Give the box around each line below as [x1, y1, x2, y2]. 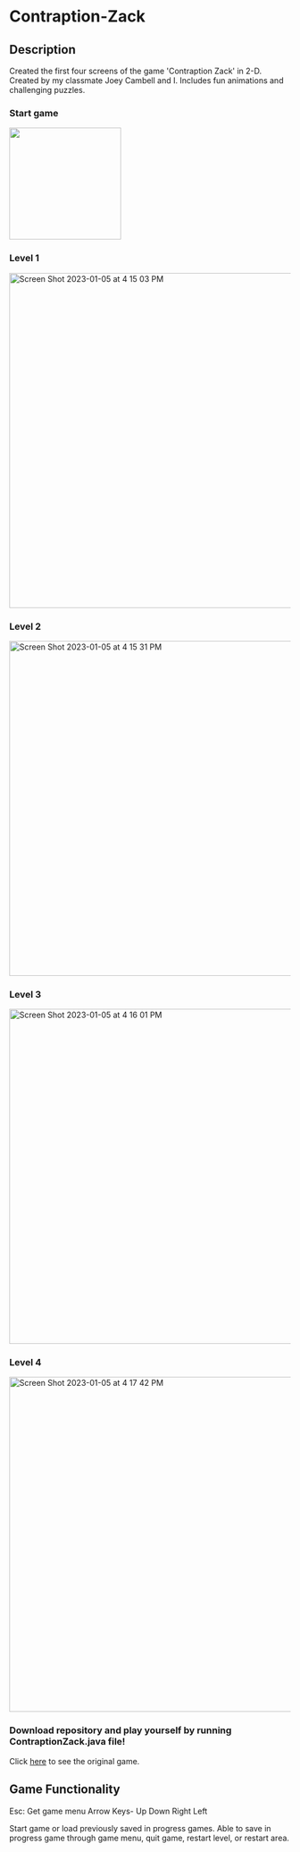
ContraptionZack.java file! [9, 1736, 126, 1748]
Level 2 [9, 620, 42, 633]
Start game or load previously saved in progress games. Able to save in [9, 1822, 271, 1833]
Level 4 [9, 1356, 42, 1369]
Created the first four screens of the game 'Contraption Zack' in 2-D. [9, 65, 262, 76]
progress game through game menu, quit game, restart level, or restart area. [9, 1832, 290, 1843]
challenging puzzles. [9, 85, 86, 95]
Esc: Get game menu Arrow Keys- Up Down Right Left [9, 1805, 208, 1816]
